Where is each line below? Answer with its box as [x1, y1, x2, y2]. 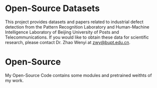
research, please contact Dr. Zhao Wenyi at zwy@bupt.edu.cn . [5, 39, 130, 45]
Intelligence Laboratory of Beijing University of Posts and [5, 29, 119, 35]
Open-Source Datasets [5, 3, 100, 14]
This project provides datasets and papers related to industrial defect [5, 19, 144, 25]
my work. [5, 77, 24, 83]
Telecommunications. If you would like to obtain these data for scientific [5, 34, 149, 40]
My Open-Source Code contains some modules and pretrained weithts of [5, 72, 152, 78]
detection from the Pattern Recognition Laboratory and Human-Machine [5, 24, 150, 29]
